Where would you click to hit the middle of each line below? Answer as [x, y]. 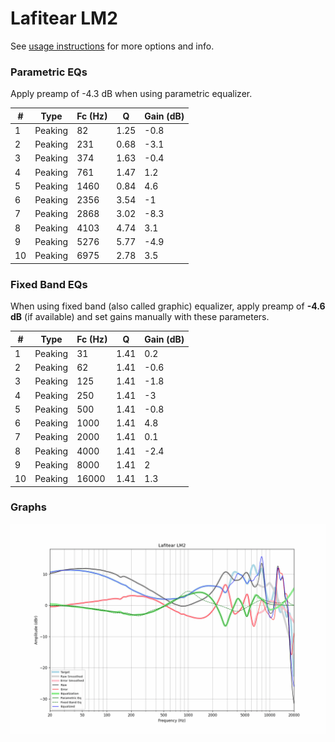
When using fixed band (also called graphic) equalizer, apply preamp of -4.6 [168, 306]
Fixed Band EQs [49, 284]
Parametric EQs [49, 72]
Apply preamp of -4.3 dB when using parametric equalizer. [131, 94]
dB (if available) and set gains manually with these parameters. [140, 317]
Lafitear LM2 [64, 18]
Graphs [28, 507]
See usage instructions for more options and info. [112, 46]
